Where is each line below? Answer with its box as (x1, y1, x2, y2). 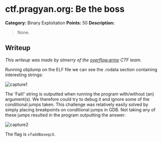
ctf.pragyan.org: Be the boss (5, 3, 125, 15)
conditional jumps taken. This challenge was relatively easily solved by (5, 101, 149, 107)
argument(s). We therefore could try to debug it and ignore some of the (5, 96, 150, 102)
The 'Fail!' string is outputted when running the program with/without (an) (5, 91, 154, 97)
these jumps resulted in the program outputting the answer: (5, 112, 126, 118)
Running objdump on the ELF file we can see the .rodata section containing (5, 66, 158, 72)
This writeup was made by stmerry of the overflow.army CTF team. (5, 57, 142, 63)
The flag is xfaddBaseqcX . (5, 131, 56, 137)
